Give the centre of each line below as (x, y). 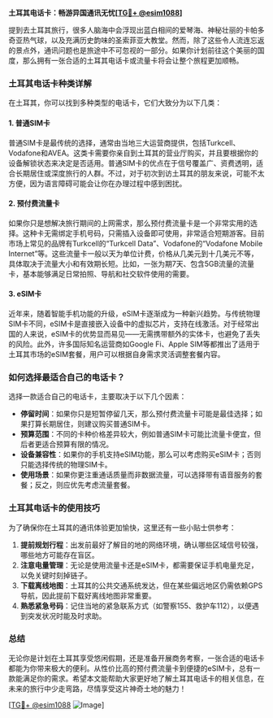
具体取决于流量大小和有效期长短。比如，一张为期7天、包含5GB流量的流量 (131, 263)
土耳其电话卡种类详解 (50, 83)
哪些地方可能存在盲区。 (59, 555)
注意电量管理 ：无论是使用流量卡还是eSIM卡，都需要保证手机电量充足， (139, 565)
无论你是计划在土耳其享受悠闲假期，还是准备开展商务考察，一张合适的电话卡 (136, 658)
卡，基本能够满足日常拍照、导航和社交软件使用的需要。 (101, 274)
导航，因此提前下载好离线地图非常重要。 (88, 595)
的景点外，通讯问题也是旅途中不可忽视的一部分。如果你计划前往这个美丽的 (133, 50)
